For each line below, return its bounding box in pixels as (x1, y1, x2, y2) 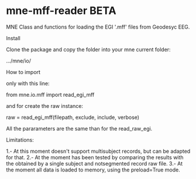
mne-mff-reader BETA (6, 4, 116, 17)
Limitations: (6, 136, 34, 143)
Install (6, 34, 20, 41)
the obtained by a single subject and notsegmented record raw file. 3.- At (6, 160, 183, 167)
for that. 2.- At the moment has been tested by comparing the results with (6, 153, 184, 161)
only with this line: (6, 80, 50, 87)
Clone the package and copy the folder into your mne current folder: (6, 45, 171, 53)
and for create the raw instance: (6, 102, 84, 109)
